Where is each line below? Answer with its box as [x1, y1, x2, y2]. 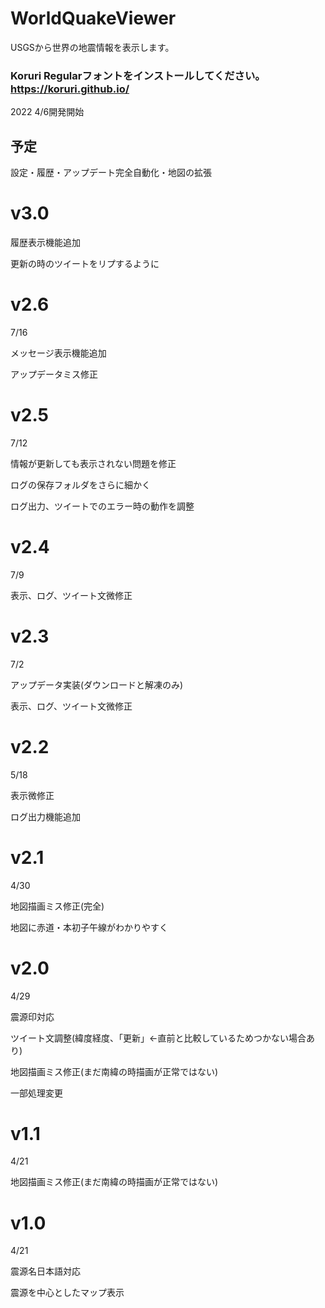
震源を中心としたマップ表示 [10, 1287, 125, 1299]
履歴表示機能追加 [10, 236, 81, 248]
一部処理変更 [10, 1087, 63, 1099]
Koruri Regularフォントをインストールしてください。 [10, 68, 266, 82]
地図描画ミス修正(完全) [10, 900, 105, 912]
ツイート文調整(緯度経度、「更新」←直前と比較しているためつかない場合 [10, 1032, 307, 1044]
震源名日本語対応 [10, 1265, 81, 1277]
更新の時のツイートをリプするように [10, 257, 160, 269]
